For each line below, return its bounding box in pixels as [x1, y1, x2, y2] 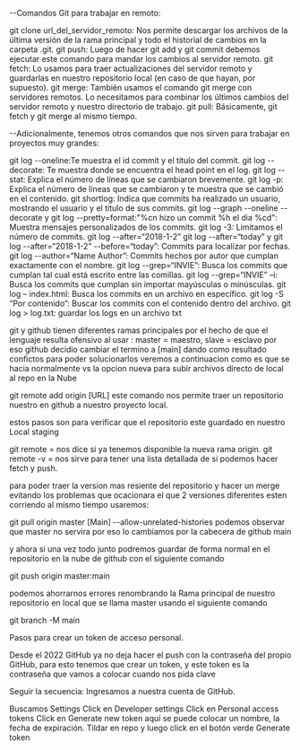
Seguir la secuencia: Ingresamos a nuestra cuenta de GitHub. [9, 686, 236, 696]
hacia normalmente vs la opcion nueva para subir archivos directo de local [9, 363, 284, 373]
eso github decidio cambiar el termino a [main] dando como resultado [9, 344, 267, 354]
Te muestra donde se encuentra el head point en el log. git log [46, 165, 276, 175]
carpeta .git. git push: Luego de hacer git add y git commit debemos [9, 44, 261, 55]
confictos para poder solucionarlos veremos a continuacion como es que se [9, 353, 290, 364]
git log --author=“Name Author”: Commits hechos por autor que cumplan [9, 250, 279, 261]
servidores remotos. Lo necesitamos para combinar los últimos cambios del [9, 92, 289, 102]
